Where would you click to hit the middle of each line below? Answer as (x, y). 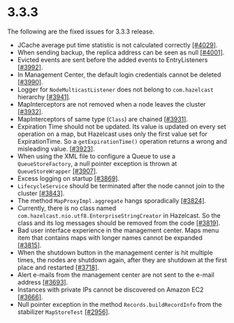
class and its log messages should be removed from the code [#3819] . (119, 223)
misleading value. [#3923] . (56, 149)
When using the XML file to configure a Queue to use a (96, 156)
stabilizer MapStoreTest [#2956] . (64, 312)
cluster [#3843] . (41, 193)
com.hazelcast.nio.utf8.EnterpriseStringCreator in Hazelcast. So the (119, 215)
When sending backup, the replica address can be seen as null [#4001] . (121, 52)
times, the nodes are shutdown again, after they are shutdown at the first (122, 260)
